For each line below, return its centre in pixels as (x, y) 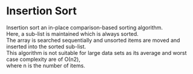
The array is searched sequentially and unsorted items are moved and (93, 40)
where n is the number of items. (46, 65)
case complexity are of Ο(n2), (43, 59)
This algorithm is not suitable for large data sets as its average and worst (96, 53)
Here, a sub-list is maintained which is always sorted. (72, 33)
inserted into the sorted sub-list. (46, 47)
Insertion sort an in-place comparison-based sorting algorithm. (84, 27)
